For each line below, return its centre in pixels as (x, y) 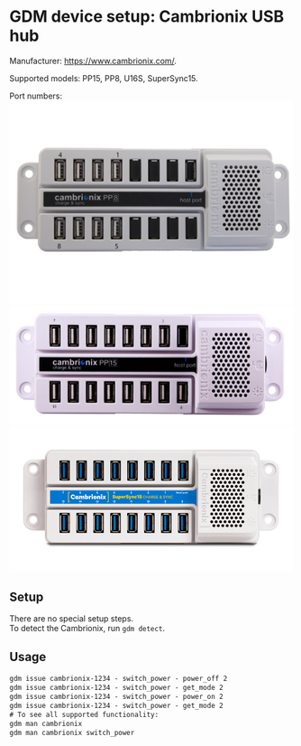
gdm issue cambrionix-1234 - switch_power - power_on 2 (116, 696)
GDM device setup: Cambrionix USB (147, 17)
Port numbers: (36, 96)
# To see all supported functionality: (84, 714)
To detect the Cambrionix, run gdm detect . (87, 629)
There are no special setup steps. (71, 619)
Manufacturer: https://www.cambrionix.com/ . (93, 61)
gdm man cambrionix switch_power (72, 732)
